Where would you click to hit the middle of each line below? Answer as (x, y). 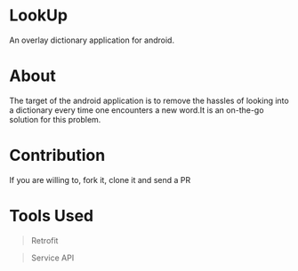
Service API (52, 258)
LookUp (39, 16)
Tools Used (52, 216)
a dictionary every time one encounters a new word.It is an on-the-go (137, 110)
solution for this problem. (55, 119)
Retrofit (44, 240)
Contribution (57, 155)
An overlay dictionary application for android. (92, 40)
